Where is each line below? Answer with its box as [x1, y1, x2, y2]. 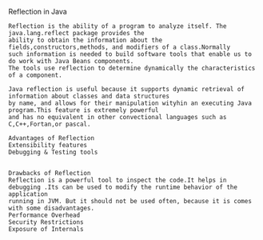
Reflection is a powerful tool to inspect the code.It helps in [8, 176, 227, 184]
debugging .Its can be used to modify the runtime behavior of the [8, 183, 238, 191]
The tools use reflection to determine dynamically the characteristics [8, 64, 256, 72]
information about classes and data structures [8, 92, 170, 100]
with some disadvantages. [8, 204, 94, 212]
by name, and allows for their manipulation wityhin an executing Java [8, 99, 252, 107]
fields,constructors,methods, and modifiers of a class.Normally [8, 43, 230, 51]
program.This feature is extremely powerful [8, 106, 159, 114]
